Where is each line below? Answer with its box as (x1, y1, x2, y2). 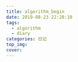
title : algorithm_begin (6, 8, 65, 15)
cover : (6, 47, 22, 53)
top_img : (6, 42, 28, 48)
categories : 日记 (6, 36, 47, 42)
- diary (11, 31, 31, 37)
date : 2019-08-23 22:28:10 (6, 14, 73, 20)
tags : (6, 19, 19, 25)
